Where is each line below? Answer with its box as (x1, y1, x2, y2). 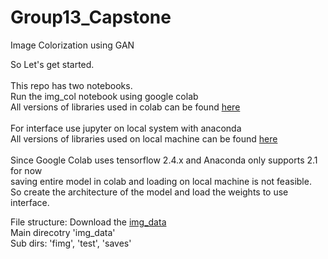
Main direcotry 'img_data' (10, 226, 116, 238)
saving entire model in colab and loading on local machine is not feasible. (10, 175, 312, 187)
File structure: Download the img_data (10, 216, 167, 228)
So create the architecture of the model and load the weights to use (10, 186, 289, 198)
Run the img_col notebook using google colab (10, 90, 199, 102)
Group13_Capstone (10, 6, 172, 29)
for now (10, 164, 43, 176)
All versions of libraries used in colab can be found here (10, 101, 241, 113)
